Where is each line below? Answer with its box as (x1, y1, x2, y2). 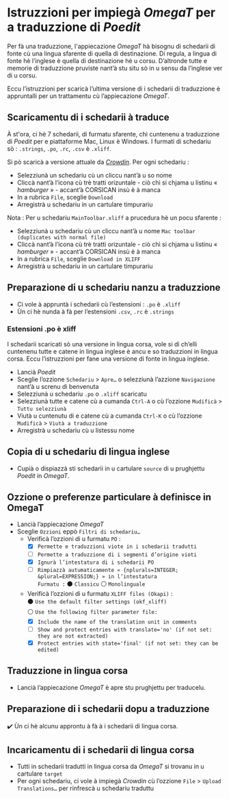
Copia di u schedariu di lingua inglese (7, 446, 170, 457)
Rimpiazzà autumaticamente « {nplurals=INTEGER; (37, 567, 179, 573)
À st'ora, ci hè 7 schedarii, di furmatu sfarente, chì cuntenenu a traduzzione (7, 130, 220, 138)
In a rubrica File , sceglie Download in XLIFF (16, 254, 141, 263)
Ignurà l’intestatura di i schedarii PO (37, 559, 154, 566)
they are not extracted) (37, 632, 109, 639)
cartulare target (16, 770, 63, 778)
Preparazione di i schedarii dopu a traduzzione (7, 703, 210, 715)
